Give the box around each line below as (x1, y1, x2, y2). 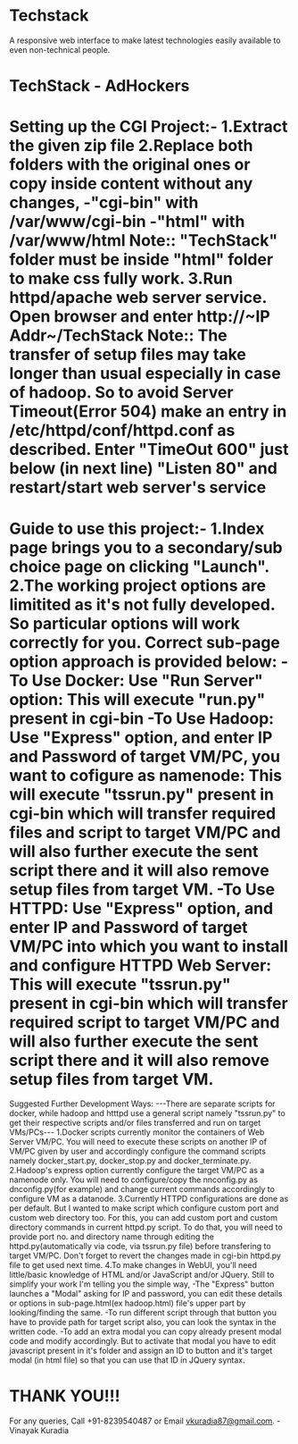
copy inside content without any (9, 173, 253, 194)
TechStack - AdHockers (9, 76, 190, 97)
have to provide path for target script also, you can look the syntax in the (9, 1317, 277, 1328)
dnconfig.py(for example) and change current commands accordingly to (9, 1184, 275, 1195)
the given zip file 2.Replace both (9, 136, 253, 156)
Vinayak (9, 1425, 39, 1436)
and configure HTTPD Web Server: (9, 955, 272, 975)
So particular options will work (9, 613, 241, 634)
